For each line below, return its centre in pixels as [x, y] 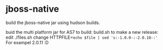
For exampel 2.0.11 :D [27, 42]
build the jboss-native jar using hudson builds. [53, 23]
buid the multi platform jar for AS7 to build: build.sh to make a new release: [82, 32]
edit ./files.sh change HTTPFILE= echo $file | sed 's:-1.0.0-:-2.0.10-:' [82, 37]
